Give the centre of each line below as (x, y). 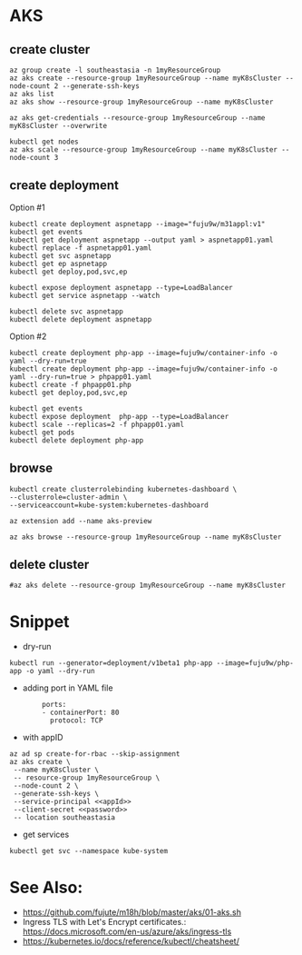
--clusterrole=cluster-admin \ (68, 497)
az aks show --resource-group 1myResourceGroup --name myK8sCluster (141, 102)
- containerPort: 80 (81, 713)
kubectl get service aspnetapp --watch (85, 295)
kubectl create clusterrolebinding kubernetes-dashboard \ (123, 489)
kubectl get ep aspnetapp (58, 264)
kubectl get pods (42, 433)
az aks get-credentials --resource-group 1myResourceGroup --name (137, 118)
